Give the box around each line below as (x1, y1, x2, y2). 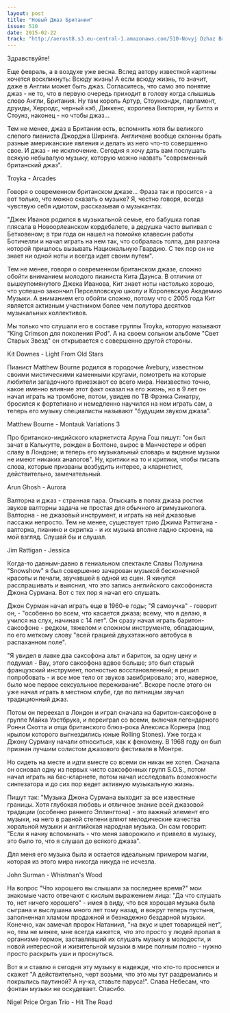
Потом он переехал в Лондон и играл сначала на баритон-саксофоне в (7, 709, 217, 717)
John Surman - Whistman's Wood (7, 871, 103, 879)
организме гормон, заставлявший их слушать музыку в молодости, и (7, 935, 212, 943)
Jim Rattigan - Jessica (7, 546, 71, 554)
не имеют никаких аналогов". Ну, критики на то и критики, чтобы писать (7, 455, 220, 463)
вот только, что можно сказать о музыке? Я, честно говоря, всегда (7, 195, 204, 203)
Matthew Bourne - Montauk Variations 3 (7, 420, 120, 428)
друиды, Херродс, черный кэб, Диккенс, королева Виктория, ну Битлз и (7, 104, 218, 112)
